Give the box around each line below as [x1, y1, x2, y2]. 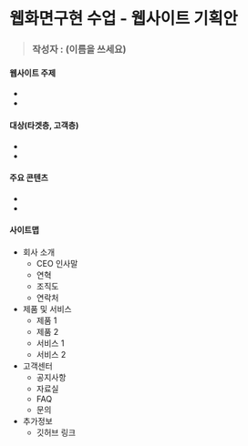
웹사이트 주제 [9, 67, 57, 78]
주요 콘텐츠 [9, 172, 48, 183]
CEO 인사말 [36, 258, 78, 269]
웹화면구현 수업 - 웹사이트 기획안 [9, 8, 239, 29]
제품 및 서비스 [22, 303, 72, 314]
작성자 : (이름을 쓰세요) [31, 43, 127, 56]
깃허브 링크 [36, 427, 76, 438]
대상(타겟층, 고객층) [9, 119, 79, 130]
